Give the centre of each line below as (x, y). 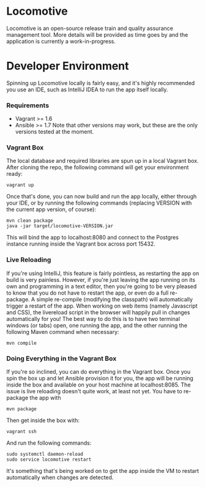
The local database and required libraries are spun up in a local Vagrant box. (102, 161)
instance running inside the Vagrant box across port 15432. (81, 244)
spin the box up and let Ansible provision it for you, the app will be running (100, 379)
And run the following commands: (49, 443)
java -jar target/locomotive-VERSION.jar (60, 226)
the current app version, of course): (51, 210)
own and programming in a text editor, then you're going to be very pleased (102, 286)
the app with (45, 398)
